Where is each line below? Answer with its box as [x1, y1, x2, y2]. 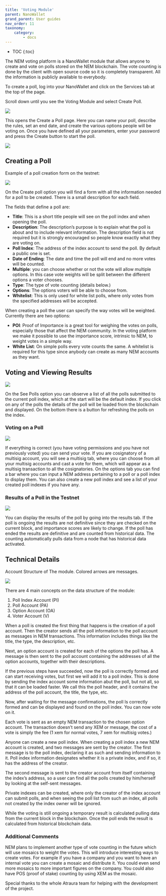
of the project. [5, 886, 34, 892]
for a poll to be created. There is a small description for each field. [5, 194, 140, 200]
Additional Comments [5, 833, 59, 840]
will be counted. [12, 261, 46, 267]
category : [14, 30, 35, 35]
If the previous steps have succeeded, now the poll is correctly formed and [5, 668, 159, 674]
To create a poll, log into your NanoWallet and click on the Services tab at [5, 83, 155, 89]
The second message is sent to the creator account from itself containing [5, 769, 155, 775]
